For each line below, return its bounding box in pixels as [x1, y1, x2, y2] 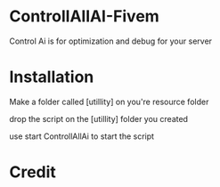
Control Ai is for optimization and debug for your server [9, 36, 212, 46]
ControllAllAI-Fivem [9, 6, 160, 27]
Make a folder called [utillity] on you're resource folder [9, 96, 209, 107]
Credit [9, 162, 56, 183]
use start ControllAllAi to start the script [9, 131, 154, 142]
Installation [9, 67, 94, 87]
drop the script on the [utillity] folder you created [9, 113, 189, 124]
